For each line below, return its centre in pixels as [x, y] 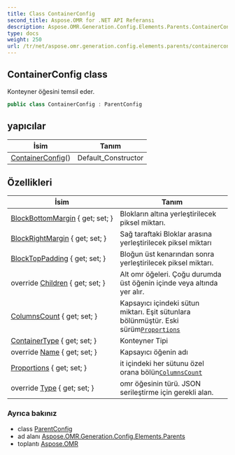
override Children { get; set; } [58, 283]
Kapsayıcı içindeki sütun [160, 303]
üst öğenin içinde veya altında [169, 283]
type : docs [23, 33]
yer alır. [132, 292]
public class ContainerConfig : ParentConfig [74, 104]
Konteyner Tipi [144, 341]
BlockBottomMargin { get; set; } [62, 218]
